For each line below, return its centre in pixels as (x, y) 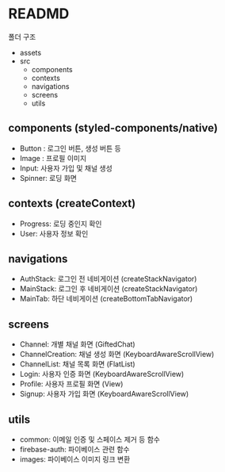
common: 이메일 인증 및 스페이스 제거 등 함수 (90, 439)
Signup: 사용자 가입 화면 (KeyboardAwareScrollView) (104, 394)
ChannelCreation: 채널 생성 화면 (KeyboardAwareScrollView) (117, 355)
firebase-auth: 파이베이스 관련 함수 (74, 449)
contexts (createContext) (72, 203)
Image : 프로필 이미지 (53, 158)
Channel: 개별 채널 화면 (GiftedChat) (78, 344)
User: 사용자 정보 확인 (54, 233)
